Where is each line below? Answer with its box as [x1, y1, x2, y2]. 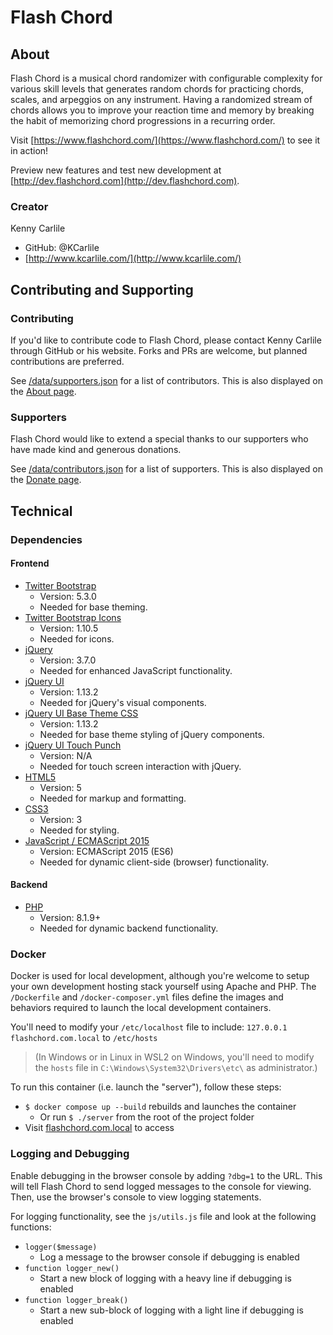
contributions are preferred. [10, 355, 125, 367]
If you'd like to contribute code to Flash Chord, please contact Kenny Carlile [10, 334, 322, 346]
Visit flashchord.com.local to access [24, 1122, 175, 1134]
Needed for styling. [39, 824, 120, 836]
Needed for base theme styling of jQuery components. [39, 728, 265, 740]
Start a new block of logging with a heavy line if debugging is [39, 1272, 292, 1284]
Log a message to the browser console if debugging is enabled [39, 1251, 300, 1263]
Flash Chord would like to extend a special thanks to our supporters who [10, 433, 309, 445]
